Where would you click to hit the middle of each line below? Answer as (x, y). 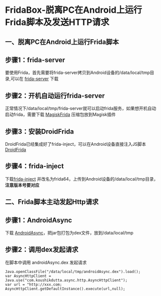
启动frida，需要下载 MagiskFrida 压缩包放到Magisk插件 (60, 114)
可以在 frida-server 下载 (34, 79)
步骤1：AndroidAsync (39, 220)
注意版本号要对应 (22, 185)
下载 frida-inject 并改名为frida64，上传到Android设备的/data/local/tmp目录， (82, 179)
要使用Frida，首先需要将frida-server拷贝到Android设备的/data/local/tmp (78, 73)
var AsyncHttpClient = (28, 276)
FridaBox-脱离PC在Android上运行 (74, 10)
